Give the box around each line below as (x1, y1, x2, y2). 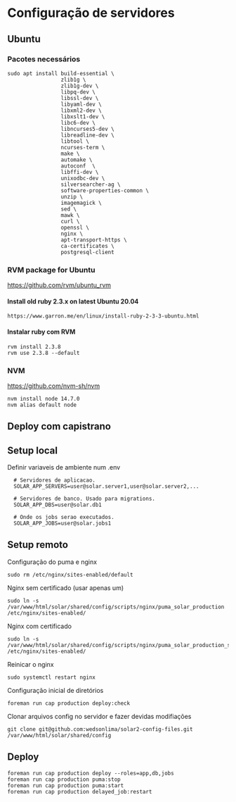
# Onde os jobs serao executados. (13, 514, 114, 521)
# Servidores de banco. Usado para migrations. (13, 495, 156, 503)
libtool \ (60, 137, 90, 145)
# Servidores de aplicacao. (13, 477, 96, 484)
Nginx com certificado (7, 622, 72, 630)
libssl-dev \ (60, 94, 99, 101)
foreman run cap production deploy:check (7, 699, 131, 707)
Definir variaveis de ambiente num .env (7, 463, 121, 472)
